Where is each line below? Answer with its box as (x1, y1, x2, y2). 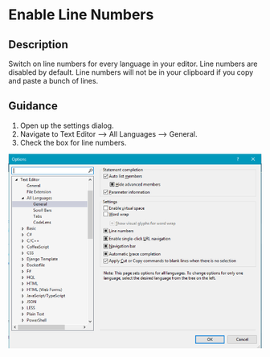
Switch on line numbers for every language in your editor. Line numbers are (8, 59, 258, 68)
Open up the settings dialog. (19, 121, 114, 130)
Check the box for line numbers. (19, 137, 127, 147)
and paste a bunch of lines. (8, 76, 99, 85)
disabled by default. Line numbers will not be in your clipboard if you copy (8, 68, 254, 77)
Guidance (8, 99, 58, 113)
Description (8, 38, 68, 51)
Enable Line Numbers (8, 6, 154, 24)
